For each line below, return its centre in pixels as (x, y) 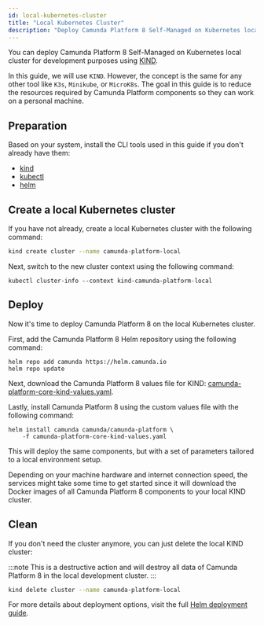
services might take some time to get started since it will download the (123, 483)
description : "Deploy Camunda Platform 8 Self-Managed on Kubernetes (125, 30)
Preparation (38, 125)
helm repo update (37, 369)
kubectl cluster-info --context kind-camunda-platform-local (110, 281)
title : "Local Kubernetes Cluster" (66, 23)
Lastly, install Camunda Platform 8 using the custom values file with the (123, 406)
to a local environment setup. (55, 459)
